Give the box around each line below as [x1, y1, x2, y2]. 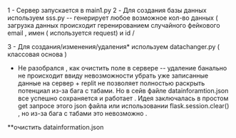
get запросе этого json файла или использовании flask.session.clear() [17, 102, 230, 110]
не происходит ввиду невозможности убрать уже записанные [17, 71, 209, 80]
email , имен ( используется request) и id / [7, 28, 135, 37]
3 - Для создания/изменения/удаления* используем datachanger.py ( [7, 43, 220, 51]
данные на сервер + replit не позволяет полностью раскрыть [17, 79, 205, 87]
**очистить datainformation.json [7, 123, 104, 131]
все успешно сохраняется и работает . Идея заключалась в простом [17, 94, 229, 102]
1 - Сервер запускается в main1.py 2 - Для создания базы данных [7, 6, 207, 14]
